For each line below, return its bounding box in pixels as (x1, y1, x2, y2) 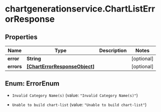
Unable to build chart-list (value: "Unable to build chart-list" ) (12, 101, 147, 107)
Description (99, 47, 127, 54)
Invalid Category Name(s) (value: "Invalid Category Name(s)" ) (12, 92, 138, 98)
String (26, 56, 41, 62)
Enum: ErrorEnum (5, 80, 59, 88)
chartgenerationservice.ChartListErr (5, 3, 156, 14)
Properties (5, 33, 38, 41)
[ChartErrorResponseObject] (26, 63, 95, 70)
